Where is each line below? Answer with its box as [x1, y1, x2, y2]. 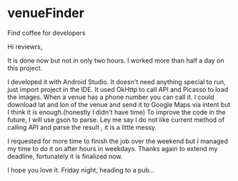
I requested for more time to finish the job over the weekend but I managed [7, 137, 229, 145]
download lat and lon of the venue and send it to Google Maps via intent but [7, 100, 231, 108]
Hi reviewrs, [7, 42, 43, 51]
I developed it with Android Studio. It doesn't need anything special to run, [7, 77, 226, 86]
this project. [7, 63, 43, 72]
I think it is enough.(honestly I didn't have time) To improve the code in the [7, 108, 227, 116]
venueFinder [7, 5, 84, 21]
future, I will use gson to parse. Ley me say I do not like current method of [7, 115, 225, 124]
